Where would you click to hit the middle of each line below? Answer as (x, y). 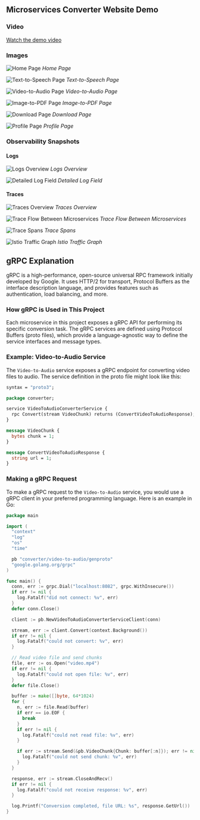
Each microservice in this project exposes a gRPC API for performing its (94, 323)
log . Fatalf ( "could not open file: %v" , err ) (73, 674)
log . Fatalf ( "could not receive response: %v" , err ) (82, 790)
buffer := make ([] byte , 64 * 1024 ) (53, 696)
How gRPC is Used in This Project (55, 310)
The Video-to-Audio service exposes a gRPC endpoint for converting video (98, 370)
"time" (20, 549)
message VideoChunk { (33, 431)
